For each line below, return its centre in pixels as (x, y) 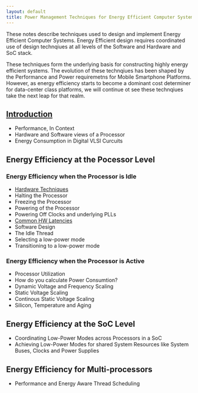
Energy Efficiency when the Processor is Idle (71, 176)
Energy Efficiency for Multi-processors (79, 369)
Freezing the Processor (43, 202)
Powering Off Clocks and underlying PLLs (65, 214)
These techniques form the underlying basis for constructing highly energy (97, 64)
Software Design (35, 227)
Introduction (29, 114)
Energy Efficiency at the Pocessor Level (80, 159)
